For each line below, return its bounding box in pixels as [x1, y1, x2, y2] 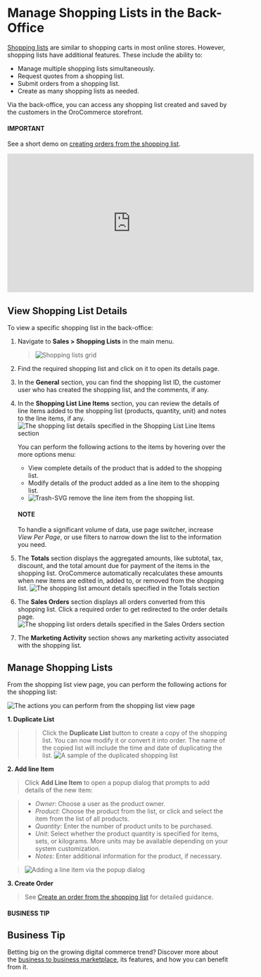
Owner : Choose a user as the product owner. [34, 799, 165, 807]
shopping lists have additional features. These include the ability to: [7, 51, 203, 59]
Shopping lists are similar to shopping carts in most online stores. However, [7, 43, 225, 51]
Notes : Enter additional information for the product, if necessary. [34, 852, 222, 860]
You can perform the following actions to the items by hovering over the [17, 442, 226, 451]
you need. [17, 541, 47, 549]
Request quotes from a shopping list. [17, 72, 125, 80]
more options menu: [17, 450, 76, 458]
